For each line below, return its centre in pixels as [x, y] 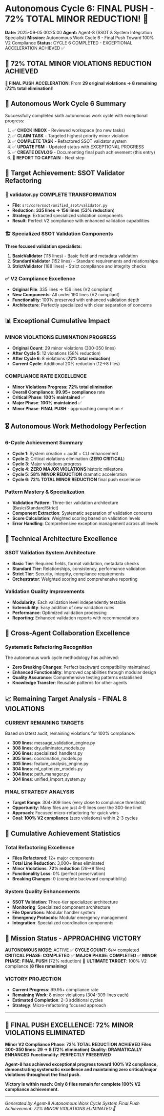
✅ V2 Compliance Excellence [40, 279]
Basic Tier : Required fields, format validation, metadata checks [75, 563]
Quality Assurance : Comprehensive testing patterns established [77, 678]
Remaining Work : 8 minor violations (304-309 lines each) [70, 995]
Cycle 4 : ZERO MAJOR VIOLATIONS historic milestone [68, 469]
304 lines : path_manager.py [41, 774]
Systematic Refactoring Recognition [49, 647]
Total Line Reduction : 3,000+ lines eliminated [58, 863]
